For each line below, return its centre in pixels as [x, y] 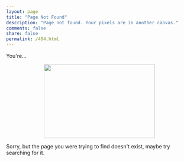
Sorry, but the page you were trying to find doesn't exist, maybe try [88, 146]
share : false [22, 34]
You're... [16, 56]
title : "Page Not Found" [37, 17]
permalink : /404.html [33, 39]
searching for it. [25, 153]
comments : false [26, 28]
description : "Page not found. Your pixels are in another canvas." [92, 22]
